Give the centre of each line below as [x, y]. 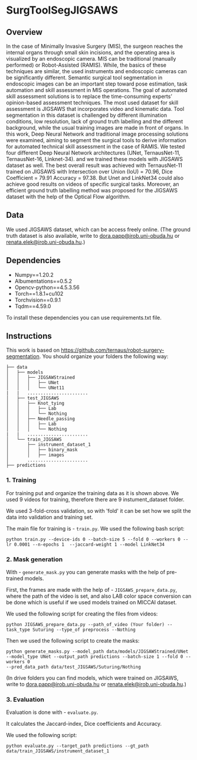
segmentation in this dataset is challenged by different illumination [86, 115]
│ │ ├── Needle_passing [41, 419]
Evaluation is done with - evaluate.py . [52, 712]
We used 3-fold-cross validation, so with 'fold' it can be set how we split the [98, 510]
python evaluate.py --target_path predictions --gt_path [78, 746]
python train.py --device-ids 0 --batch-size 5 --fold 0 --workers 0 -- [97, 539]
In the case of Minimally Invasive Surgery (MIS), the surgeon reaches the [95, 46]
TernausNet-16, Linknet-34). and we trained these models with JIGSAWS [94, 159]
